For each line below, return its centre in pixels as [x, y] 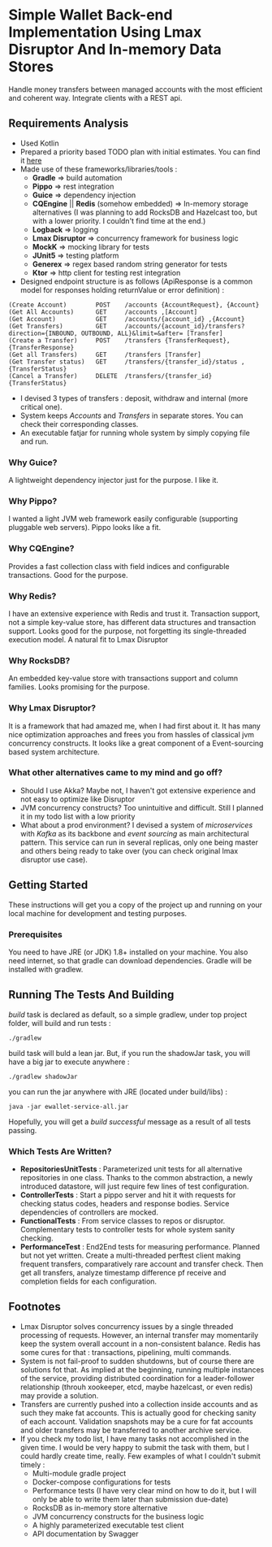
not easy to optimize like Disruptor [78, 799]
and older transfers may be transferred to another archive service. [131, 1430]
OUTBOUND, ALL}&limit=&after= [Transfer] [152, 333]
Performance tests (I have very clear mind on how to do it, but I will [145, 1490]
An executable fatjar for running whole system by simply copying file [135, 432]
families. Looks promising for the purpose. [79, 687]
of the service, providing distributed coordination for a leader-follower [137, 1378]
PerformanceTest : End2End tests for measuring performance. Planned [140, 1247]
